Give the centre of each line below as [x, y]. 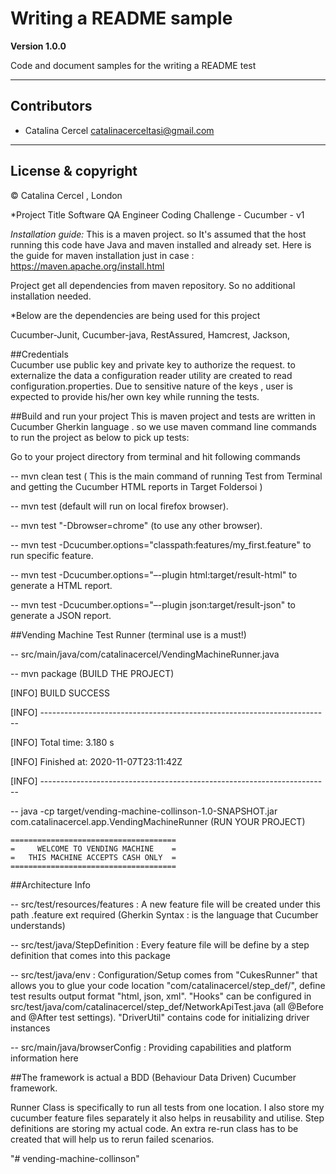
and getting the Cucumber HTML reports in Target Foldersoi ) [136, 486]
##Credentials [39, 354]
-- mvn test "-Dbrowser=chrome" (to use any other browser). [136, 525]
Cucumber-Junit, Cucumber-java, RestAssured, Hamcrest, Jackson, [150, 334]
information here [44, 1058]
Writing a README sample [121, 18]
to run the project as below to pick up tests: [100, 437]
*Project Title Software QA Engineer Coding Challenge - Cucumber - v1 [157, 214]
